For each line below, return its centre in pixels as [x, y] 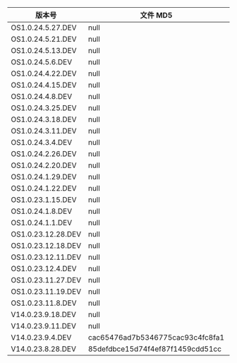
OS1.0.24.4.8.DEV [42, 96]
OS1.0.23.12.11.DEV [46, 257]
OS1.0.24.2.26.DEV [44, 154]
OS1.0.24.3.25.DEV [44, 108]
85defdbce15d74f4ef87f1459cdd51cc [155, 349]
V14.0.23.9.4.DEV [41, 337]
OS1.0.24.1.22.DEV [44, 188]
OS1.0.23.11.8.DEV [44, 303]
